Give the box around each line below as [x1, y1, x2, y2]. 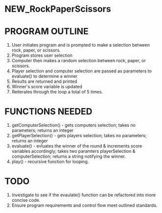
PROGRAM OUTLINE [4, 26, 89, 37]
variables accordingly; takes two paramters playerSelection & [11, 148, 136, 154]
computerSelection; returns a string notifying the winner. [11, 153, 126, 160]
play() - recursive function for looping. [11, 159, 89, 165]
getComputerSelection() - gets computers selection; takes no [11, 122, 136, 128]
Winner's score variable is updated [11, 84, 82, 90]
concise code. [11, 197, 41, 203]
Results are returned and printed [11, 78, 77, 84]
